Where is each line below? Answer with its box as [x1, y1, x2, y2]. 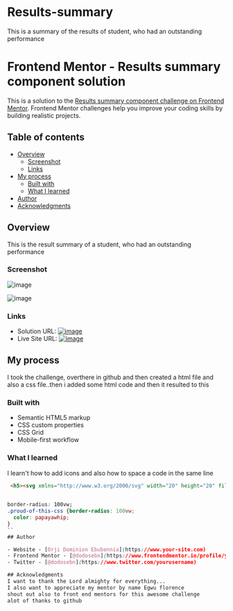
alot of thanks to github [7, 597, 82, 604]
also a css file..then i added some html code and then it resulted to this [7, 380, 209, 389]
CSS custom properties [17, 421, 85, 429]
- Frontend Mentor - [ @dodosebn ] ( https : [7, 553, 126, 560]
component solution [7, 74, 126, 90]
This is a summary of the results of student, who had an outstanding [7, 27, 202, 35]
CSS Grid [17, 428, 44, 437]
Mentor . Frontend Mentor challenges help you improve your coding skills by [7, 103, 223, 112]
